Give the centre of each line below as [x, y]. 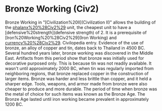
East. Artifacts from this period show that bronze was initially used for [75, 58]
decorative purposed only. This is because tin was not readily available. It [78, 63]
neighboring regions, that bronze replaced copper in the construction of [77, 73]
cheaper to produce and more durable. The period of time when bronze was [81, 89]
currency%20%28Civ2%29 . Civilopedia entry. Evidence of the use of [74, 42]
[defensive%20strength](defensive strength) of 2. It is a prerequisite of [76, 32]
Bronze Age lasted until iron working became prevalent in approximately [77, 99]
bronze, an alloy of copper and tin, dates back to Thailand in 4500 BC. [75, 48]
